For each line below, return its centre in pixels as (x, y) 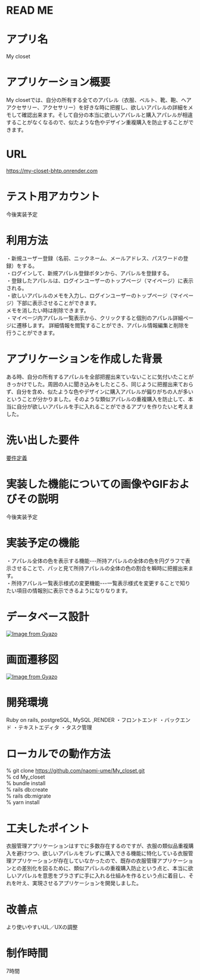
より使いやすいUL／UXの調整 (42, 927)
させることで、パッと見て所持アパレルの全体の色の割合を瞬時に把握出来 (100, 568)
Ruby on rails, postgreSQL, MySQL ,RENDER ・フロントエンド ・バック (93, 720)
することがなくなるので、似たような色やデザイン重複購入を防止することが (97, 122)
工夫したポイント (48, 828)
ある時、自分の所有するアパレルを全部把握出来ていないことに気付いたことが (100, 377)
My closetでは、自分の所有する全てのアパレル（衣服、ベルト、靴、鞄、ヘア (99, 100)
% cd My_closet (26, 777)
